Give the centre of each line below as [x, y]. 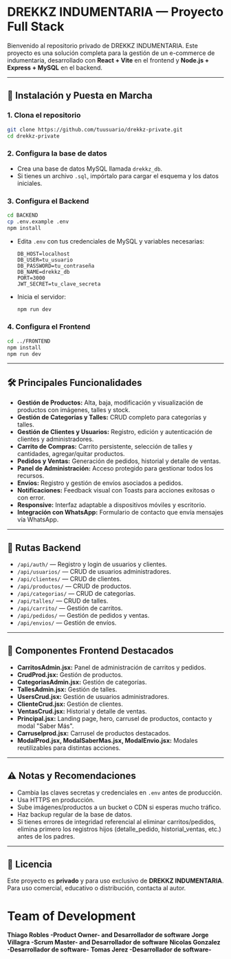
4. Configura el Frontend [49, 327]
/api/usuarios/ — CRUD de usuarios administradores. [94, 572]
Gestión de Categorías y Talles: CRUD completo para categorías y [112, 418]
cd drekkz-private [33, 136]
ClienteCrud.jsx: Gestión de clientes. [70, 704]
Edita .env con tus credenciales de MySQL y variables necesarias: [111, 241]
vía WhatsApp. [38, 519]
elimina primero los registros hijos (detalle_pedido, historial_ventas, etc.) [119, 829]
